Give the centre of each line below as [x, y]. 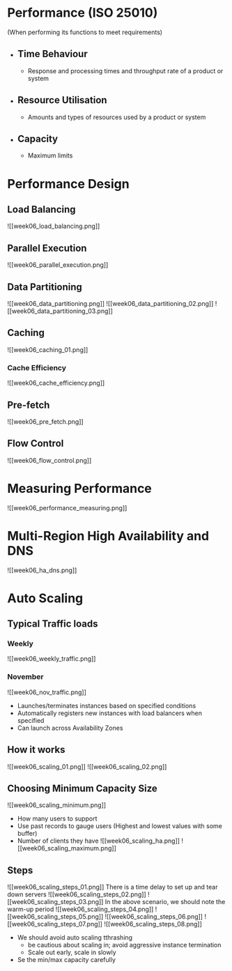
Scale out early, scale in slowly [72, 952]
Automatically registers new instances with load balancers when [109, 713]
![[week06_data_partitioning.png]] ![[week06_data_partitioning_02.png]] [110, 304]
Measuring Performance [79, 488]
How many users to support [57, 819]
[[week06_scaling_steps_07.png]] [55, 924]
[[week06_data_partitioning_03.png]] [60, 311]
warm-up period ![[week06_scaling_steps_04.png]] [80, 909]
